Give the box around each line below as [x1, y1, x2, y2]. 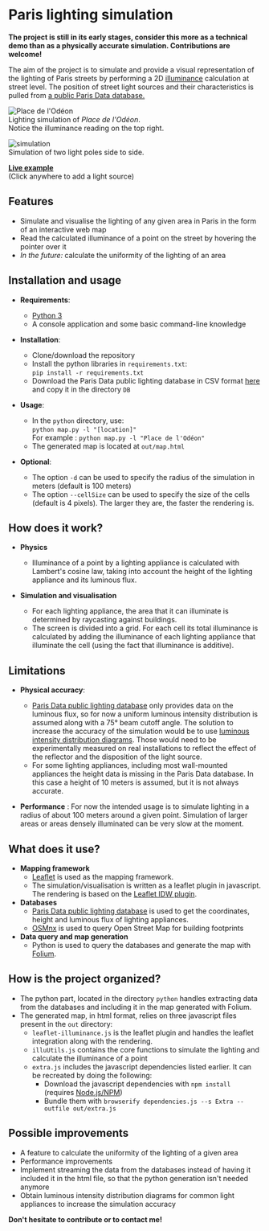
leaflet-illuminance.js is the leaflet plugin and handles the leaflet [31, 1028, 255, 1037]
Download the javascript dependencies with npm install [43, 1079, 231, 1089]
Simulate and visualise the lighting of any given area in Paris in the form [19, 215, 257, 226]
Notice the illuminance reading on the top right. [8, 123, 165, 133]
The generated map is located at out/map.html [31, 441, 185, 451]
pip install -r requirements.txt [31, 368, 145, 377]
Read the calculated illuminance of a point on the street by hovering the [19, 233, 257, 243]
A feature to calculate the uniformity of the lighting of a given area [19, 1147, 238, 1157]
